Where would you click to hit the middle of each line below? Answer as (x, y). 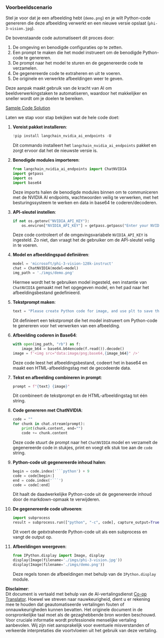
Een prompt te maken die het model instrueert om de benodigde (77, 52)
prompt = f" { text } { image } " (41, 386)
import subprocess (31, 518)
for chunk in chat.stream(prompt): (49, 424)
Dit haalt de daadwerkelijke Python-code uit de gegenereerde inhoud (82, 494)
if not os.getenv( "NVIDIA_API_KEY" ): (51, 221)
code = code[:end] (31, 485)
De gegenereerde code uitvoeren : (47, 509)
